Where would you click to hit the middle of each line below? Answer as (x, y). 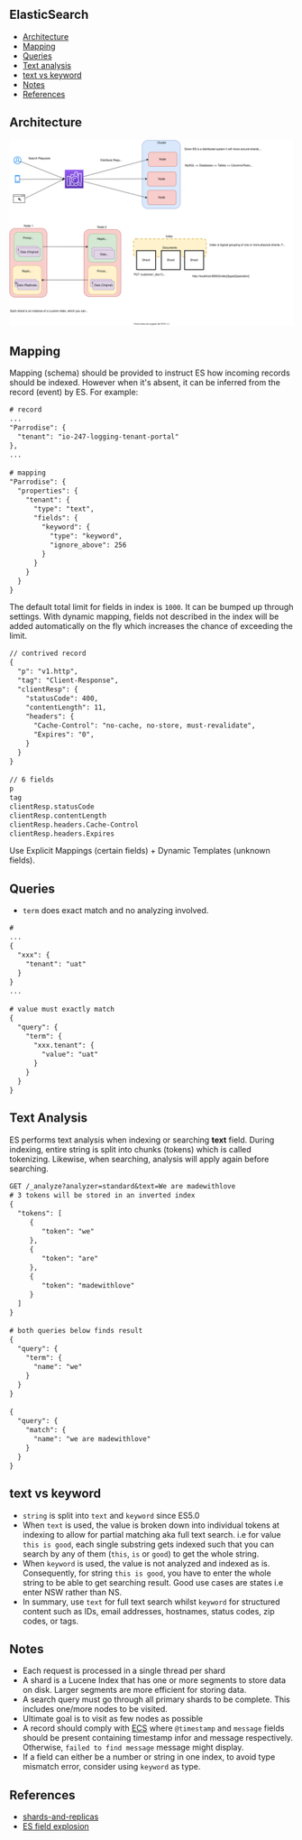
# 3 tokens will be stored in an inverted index (102, 1195)
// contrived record (48, 653)
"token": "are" (70, 1258)
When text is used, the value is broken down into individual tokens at (151, 1525)
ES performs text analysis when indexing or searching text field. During (142, 1140)
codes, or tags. (50, 1621)
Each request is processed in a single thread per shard (124, 1671)
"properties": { (48, 491)
